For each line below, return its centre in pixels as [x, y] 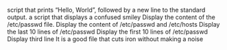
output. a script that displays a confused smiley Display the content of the [111, 17]
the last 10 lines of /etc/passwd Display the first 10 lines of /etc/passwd [107, 32]
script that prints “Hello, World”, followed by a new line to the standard [106, 10]
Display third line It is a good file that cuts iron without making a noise [105, 39]
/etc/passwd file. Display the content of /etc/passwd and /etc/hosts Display [113, 24]
